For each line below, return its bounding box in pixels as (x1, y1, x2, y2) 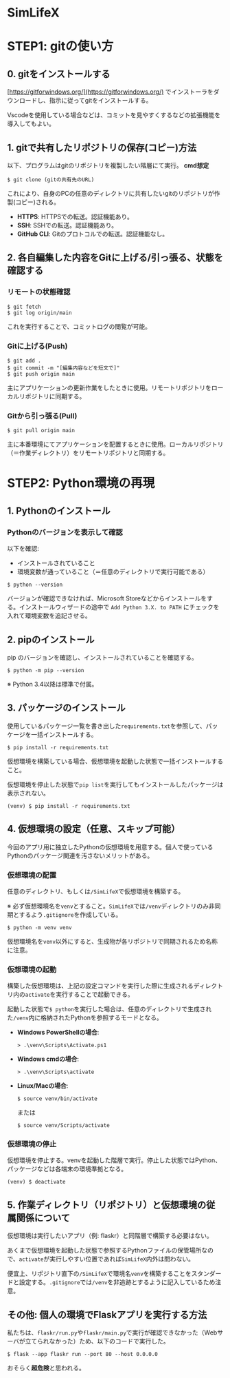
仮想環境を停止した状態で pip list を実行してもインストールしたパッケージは (7, 780, 224, 789)
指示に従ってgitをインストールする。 (49, 97, 152, 105)
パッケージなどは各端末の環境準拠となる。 (7, 1165, 128, 1173)
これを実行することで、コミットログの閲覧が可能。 (7, 322, 152, 330)
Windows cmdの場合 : (16, 1055, 79, 1063)
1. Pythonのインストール (7, 505, 111, 516)
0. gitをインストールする (7, 68, 111, 80)
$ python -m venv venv (7, 924, 72, 931)
